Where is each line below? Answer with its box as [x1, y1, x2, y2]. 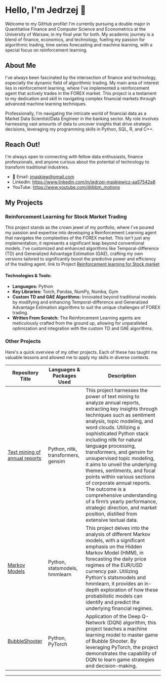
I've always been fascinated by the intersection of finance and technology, [5, 74, 157, 81]
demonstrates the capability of [85, 650, 157, 657]
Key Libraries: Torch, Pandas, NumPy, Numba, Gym [12, 289, 119, 295]
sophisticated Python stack [85, 430, 149, 437]
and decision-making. [85, 662, 137, 669]
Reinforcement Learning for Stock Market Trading [5, 213, 127, 220]
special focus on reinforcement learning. [5, 47, 88, 53]
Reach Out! [5, 140, 41, 149]
